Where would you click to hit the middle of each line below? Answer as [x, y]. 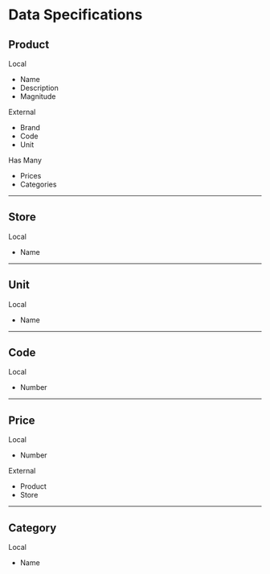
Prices [31, 176]
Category [33, 528]
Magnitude [38, 96]
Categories [38, 184]
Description [39, 88]
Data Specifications [76, 15]
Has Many [25, 160]
